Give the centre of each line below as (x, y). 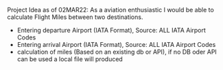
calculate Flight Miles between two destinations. (75, 17)
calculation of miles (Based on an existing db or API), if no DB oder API (117, 52)
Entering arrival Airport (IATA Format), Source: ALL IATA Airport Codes (116, 45)
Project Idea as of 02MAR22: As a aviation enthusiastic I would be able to (110, 10)
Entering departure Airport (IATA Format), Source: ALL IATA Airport (111, 30)
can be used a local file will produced (70, 59)
